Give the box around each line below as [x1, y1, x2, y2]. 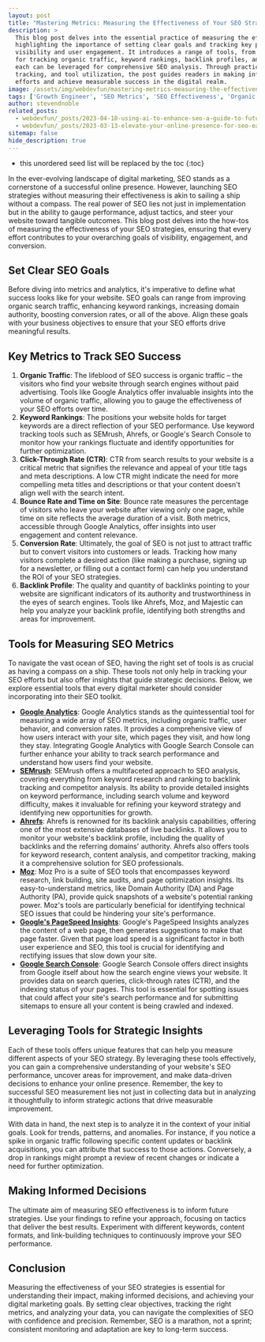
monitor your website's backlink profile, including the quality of [19, 833, 225, 842]
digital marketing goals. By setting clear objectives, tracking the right [8, 1299, 232, 1309]
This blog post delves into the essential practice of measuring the [15, 33, 248, 42]
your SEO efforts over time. [19, 404, 109, 414]
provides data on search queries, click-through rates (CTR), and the [19, 976, 241, 985]
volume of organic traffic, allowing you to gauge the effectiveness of [19, 396, 242, 406]
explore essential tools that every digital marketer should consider [8, 683, 223, 693]
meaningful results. [8, 327, 71, 336]
